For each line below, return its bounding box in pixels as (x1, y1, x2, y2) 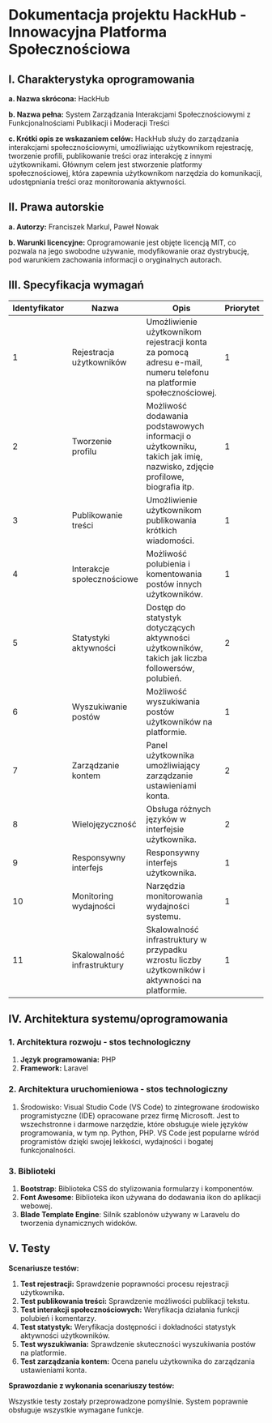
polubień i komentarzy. (19, 1313, 97, 1323)
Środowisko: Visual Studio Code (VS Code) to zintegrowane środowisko (19, 1102, 260, 1112)
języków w (146, 813, 187, 824)
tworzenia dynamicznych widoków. (19, 1218, 138, 1228)
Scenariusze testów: (8, 1263, 79, 1273)
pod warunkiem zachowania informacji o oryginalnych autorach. (8, 254, 223, 264)
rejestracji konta (146, 336, 208, 348)
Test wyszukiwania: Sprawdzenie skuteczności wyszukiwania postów (19, 1339, 257, 1348)
